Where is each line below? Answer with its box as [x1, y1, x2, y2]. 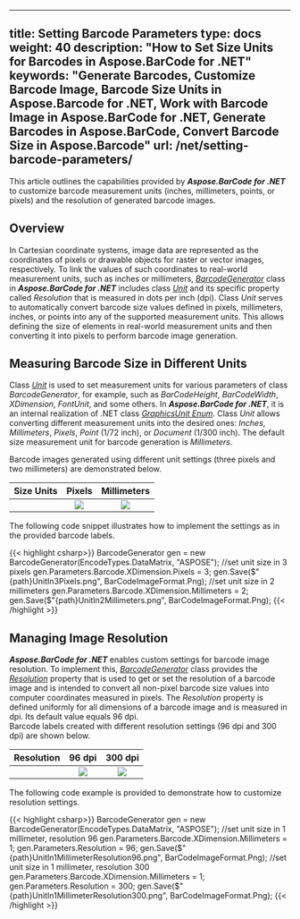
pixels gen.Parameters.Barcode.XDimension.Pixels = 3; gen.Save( [9, 566, 252, 577]
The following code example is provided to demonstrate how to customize [9, 787, 282, 798]
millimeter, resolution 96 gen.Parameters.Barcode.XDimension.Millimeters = [9, 833, 288, 844]
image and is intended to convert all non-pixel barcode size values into [9, 683, 270, 694]
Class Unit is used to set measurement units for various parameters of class [9, 379, 288, 390]
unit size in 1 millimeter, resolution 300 [9, 862, 150, 872]
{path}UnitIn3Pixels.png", [9, 576, 103, 587]
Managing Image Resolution [9, 630, 169, 645]
